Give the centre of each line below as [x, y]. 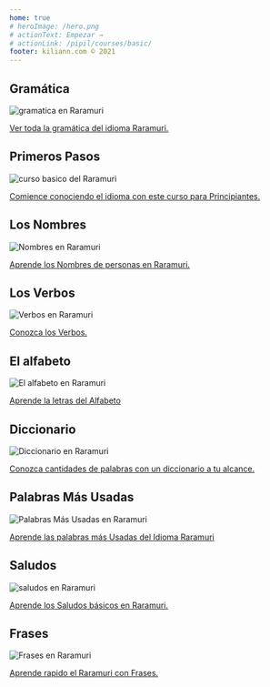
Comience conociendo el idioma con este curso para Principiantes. [135, 196]
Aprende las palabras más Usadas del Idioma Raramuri [112, 537]
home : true [30, 18]
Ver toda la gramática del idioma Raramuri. [89, 127]
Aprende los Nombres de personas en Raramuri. [100, 264]
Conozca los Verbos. [49, 332]
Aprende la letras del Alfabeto [65, 400]
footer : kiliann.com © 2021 [63, 52]
